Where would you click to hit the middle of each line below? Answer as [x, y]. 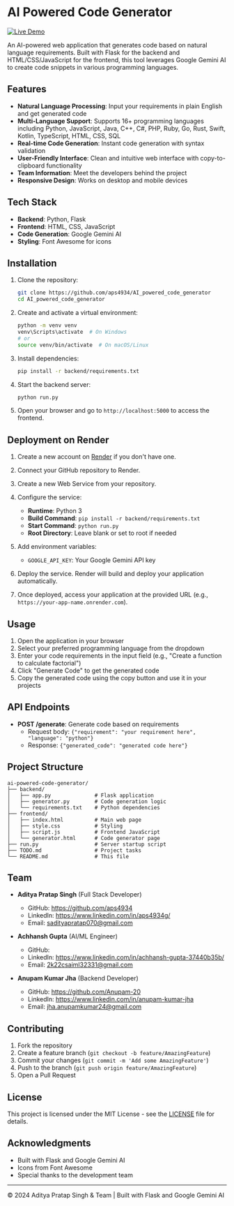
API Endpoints [39, 707]
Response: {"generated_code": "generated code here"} [108, 745]
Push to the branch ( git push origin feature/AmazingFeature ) [107, 1068]
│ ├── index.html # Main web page [74, 820]
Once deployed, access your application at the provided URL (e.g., [113, 595]
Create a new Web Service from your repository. [87, 484]
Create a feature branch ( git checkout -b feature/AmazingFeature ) [114, 1053]
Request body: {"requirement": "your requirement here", [112, 731]
